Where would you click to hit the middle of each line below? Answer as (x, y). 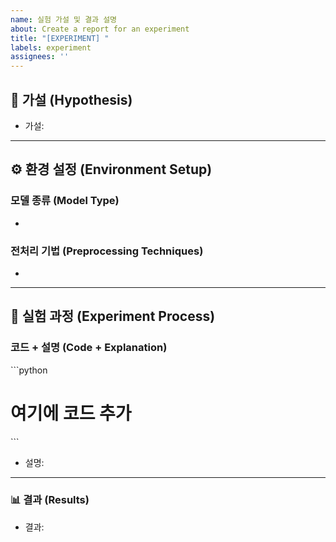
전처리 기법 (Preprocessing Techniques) (107, 251)
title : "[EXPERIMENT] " (60, 38)
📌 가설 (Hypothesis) (71, 99)
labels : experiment (51, 47)
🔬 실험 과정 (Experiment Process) (113, 316)
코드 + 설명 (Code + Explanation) (89, 348)
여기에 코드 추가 (71, 413)
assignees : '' (40, 57)
